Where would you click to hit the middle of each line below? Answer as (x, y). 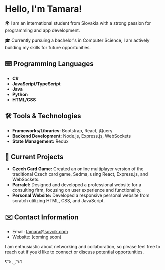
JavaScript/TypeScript (36, 84)
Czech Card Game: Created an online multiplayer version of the (78, 169)
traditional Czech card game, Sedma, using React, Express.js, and (80, 174)
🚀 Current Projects (34, 157)
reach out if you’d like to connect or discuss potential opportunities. (74, 252)
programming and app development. (43, 30)
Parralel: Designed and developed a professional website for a (77, 185)
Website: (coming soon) (37, 237)
